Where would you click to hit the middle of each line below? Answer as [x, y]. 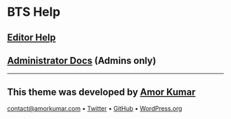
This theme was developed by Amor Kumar [101, 92]
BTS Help [34, 12]
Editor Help [32, 37]
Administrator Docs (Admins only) [82, 60]
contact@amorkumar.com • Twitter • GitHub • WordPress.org [95, 109]
